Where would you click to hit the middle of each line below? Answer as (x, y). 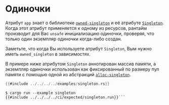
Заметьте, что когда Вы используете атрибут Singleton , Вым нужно (78, 48)
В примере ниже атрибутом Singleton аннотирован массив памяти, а (80, 64)
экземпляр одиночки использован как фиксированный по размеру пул (82, 69)
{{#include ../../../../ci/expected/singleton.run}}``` (65, 97)
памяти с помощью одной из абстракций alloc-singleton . (68, 74)
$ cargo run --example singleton (40, 93)
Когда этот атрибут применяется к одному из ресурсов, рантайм (76, 28)
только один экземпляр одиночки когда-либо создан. (64, 39)
